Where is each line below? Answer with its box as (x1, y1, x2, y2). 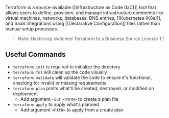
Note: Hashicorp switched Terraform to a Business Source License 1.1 (17, 35, 164, 42)
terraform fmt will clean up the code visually (12, 69, 107, 75)
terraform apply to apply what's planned (12, 101, 99, 107)
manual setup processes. (5, 26, 59, 32)
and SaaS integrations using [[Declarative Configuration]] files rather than (5, 20, 160, 26)
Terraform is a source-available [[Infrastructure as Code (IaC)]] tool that (5, 5, 157, 10)
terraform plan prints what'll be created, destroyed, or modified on (12, 85, 154, 91)
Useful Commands (5, 50, 66, 59)
